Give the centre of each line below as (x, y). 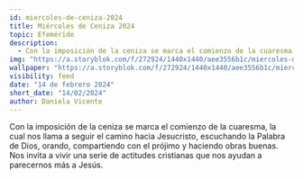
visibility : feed (42, 76)
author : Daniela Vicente (56, 101)
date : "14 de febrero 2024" (62, 85)
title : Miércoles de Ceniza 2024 (72, 26)
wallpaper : (30, 68)
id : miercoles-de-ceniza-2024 (66, 18)
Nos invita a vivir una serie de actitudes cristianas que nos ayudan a (136, 156)
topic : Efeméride (42, 34)
